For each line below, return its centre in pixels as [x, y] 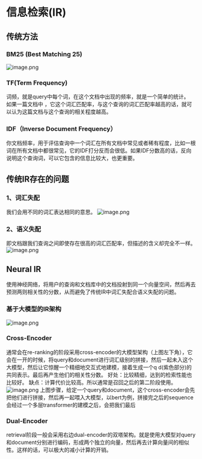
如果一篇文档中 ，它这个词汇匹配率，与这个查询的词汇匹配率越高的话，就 [96, 104]
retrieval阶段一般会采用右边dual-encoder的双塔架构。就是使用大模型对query [101, 435]
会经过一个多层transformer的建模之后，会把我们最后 [71, 405]
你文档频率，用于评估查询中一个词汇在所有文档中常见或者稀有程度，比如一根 [101, 143]
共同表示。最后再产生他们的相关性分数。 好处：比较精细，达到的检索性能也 [99, 375]
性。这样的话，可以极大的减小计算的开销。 [59, 450]
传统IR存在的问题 [38, 179]
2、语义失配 [24, 229]
